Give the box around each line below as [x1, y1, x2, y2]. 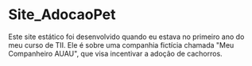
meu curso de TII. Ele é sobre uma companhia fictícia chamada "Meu [8, 40, 235, 49]
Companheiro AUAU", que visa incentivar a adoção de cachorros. [8, 49, 223, 58]
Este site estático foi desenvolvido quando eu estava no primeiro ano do [8, 32, 245, 41]
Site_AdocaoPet [8, 6, 117, 24]
